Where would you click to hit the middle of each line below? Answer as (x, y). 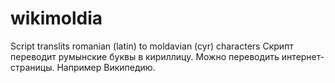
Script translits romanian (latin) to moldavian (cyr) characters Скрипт (152, 46)
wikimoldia (56, 18)
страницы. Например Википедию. (83, 67)
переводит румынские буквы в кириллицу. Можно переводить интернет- (167, 56)
